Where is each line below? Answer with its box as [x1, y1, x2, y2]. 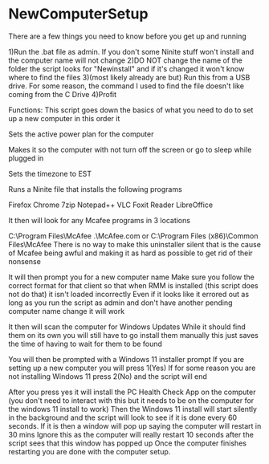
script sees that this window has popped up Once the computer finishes [8, 438, 247, 448]
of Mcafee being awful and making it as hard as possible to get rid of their [8, 248, 253, 258]
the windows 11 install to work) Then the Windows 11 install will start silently [8, 404, 257, 413]
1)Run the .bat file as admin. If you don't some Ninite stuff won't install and [8, 47, 255, 56]
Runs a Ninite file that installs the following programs [8, 184, 182, 193]
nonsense [8, 256, 42, 266]
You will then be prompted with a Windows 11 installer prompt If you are [8, 354, 245, 364]
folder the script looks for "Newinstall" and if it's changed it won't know [8, 63, 245, 73]
